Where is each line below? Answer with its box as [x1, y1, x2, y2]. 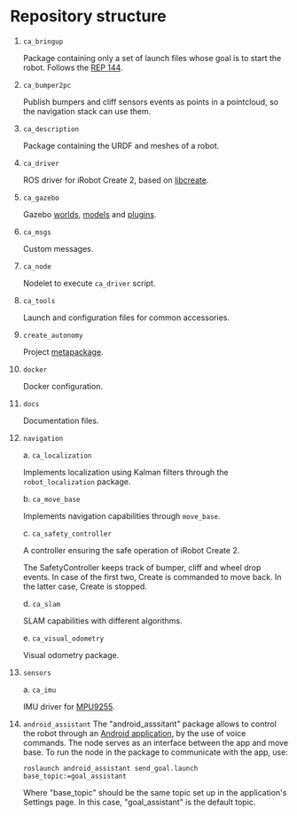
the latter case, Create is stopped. [22, 581, 147, 592]
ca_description [22, 124, 80, 134]
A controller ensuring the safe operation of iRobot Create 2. [22, 545, 240, 555]
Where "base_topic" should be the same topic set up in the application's [22, 787, 287, 797]
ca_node [22, 262, 51, 271]
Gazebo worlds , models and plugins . [22, 208, 157, 219]
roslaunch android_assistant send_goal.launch [22, 764, 199, 773]
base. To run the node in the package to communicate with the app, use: [22, 747, 289, 757]
